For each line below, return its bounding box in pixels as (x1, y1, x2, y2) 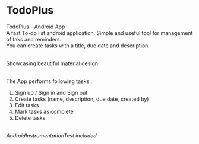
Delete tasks (14, 114, 46, 121)
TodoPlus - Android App (6, 23, 65, 30)
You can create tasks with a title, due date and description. (6, 42, 150, 49)
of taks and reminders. (6, 36, 62, 43)
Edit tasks (14, 101, 39, 108)
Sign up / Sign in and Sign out (14, 89, 88, 96)
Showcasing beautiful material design (6, 60, 99, 67)
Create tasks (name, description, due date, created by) (14, 95, 149, 103)
